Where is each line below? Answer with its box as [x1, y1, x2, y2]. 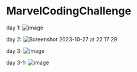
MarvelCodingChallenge [6, 4, 132, 18]
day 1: [6, 24, 21, 31]
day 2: [6, 35, 22, 43]
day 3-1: [6, 59, 27, 66]
